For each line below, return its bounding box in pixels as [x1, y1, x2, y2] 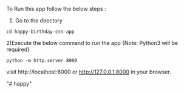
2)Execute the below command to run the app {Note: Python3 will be [6, 40, 178, 46]
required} [6, 46, 30, 53]
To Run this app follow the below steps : [6, 5, 106, 12]
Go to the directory [15, 17, 63, 24]
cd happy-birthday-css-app [6, 29, 75, 35]
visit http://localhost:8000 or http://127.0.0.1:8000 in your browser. [6, 68, 172, 75]
